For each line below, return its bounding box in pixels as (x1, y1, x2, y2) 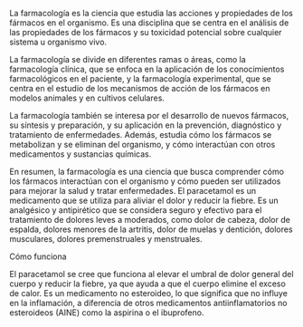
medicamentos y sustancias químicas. (9, 149, 152, 159)
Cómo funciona (9, 251, 67, 262)
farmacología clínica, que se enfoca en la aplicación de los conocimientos (9, 63, 285, 74)
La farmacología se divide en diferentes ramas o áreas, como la (9, 54, 246, 64)
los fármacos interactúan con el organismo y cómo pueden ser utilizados (9, 176, 281, 187)
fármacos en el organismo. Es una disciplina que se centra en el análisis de (9, 17, 289, 28)
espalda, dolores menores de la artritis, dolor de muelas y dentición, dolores (9, 224, 293, 235)
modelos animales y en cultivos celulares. (9, 92, 166, 103)
